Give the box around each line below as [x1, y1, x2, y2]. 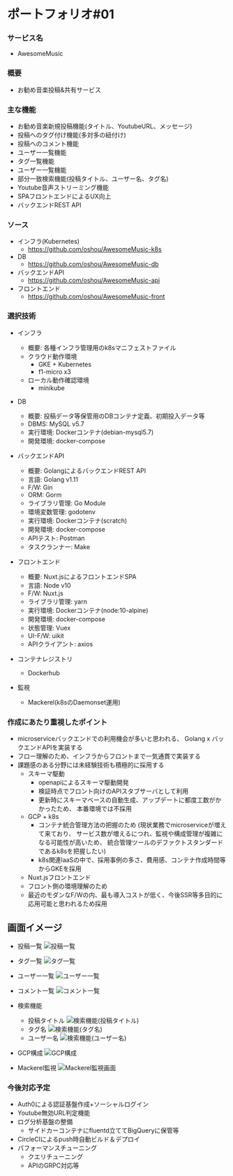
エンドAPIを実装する [23, 743, 83, 752]
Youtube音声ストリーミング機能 [17, 184, 110, 192]
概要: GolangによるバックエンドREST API [27, 466, 146, 475]
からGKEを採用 [38, 864, 82, 873]
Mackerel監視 [17, 1063, 57, 1072]
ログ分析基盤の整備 [17, 1118, 73, 1126]
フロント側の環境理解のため [27, 882, 108, 890]
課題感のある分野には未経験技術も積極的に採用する [17, 761, 165, 769]
